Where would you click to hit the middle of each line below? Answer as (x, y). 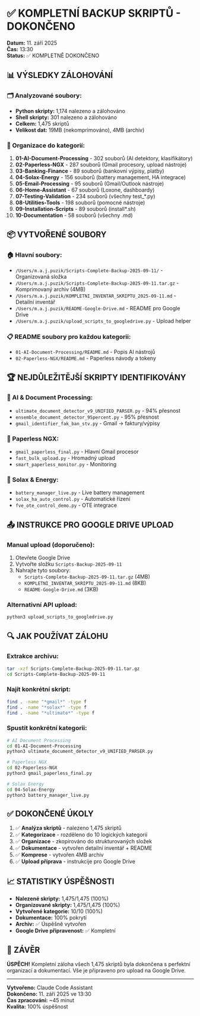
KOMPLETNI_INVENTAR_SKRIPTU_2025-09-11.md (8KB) (85, 583)
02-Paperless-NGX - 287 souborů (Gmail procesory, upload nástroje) (101, 164)
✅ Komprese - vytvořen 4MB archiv (59, 855)
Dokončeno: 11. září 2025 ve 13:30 (49, 994)
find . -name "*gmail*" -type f (47, 702)
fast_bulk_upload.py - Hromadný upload (65, 458)
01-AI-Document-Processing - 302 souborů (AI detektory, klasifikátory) (104, 158)
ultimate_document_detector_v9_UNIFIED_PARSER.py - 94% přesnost (98, 410)
